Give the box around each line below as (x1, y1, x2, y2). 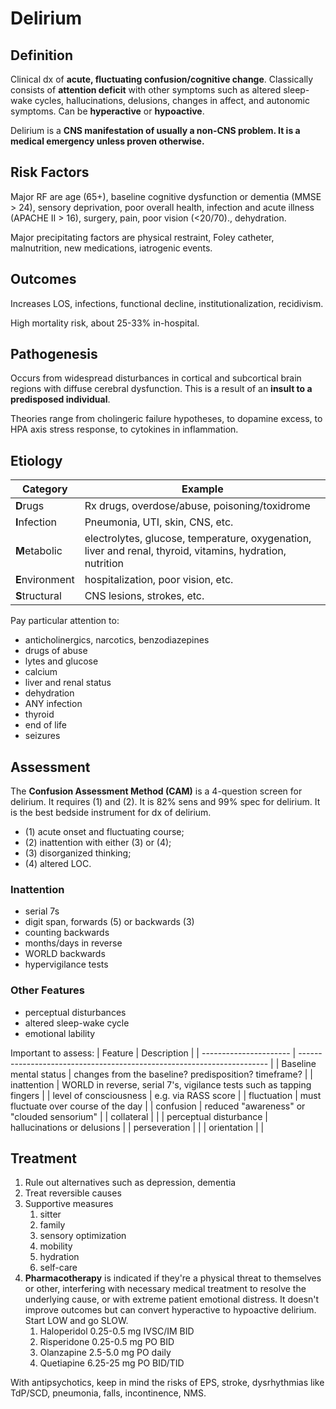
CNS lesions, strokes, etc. (84, 589, 205, 603)
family (39, 1219, 66, 1231)
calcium (24, 666, 58, 678)
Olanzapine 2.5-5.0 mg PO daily (39, 1347, 172, 1359)
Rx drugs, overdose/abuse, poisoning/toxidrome (84, 499, 311, 513)
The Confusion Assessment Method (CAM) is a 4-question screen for (10, 785, 303, 797)
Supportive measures (24, 1198, 114, 1210)
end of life (24, 719, 67, 731)
